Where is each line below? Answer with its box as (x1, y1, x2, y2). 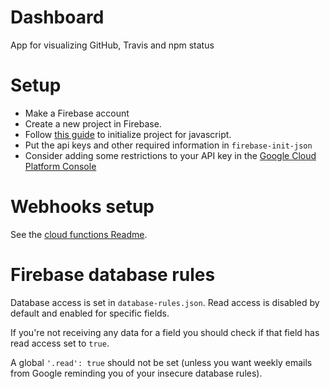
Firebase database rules (10, 264, 216, 286)
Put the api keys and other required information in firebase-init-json (24, 139, 313, 151)
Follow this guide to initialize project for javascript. (24, 128, 232, 140)
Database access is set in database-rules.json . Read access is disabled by (10, 296, 320, 308)
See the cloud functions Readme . (10, 228, 148, 240)
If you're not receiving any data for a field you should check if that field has (10, 326, 320, 338)
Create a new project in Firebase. (24, 117, 162, 130)
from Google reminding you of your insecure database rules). (10, 367, 263, 379)
